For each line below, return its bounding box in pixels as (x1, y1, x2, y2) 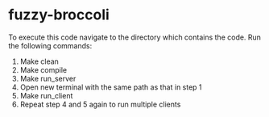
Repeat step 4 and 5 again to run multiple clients (19, 99, 181, 109)
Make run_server (19, 73, 77, 83)
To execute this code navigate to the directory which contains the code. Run (8, 32, 262, 42)
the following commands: (8, 40, 93, 50)
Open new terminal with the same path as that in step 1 (19, 82, 203, 92)
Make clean (19, 56, 59, 66)
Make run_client (19, 90, 73, 100)
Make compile (19, 65, 67, 74)
